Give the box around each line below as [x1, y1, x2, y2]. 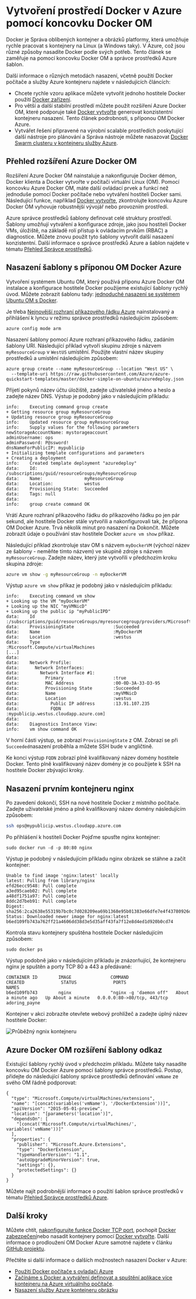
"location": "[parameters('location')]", [11, 1111, 114, 1116]
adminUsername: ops [6, 434, 54, 440]
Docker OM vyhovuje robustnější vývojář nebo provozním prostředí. [6, 203, 169, 210]
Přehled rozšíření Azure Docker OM [6, 156, 137, 166]
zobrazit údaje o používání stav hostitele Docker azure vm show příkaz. [6, 530, 175, 537]
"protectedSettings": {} [16, 1167, 77, 1173]
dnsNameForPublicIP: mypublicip [6, 445, 85, 451]
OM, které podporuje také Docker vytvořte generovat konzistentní [14, 108, 173, 115]
